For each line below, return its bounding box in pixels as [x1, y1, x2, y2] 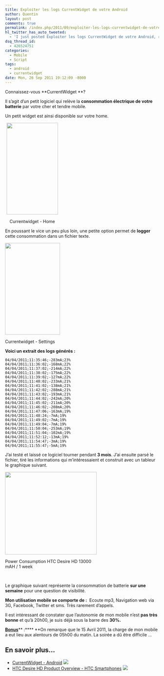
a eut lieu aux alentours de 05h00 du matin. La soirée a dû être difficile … [5, 631, 152, 637]
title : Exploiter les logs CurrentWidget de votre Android [5, 7, 128, 12]
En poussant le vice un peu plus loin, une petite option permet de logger [5, 228, 150, 234]
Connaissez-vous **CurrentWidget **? [5, 89, 86, 94]
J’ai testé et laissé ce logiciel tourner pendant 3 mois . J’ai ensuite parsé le [5, 451, 154, 457]
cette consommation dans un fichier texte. [5, 233, 90, 239]
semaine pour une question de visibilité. [5, 587, 86, 593]
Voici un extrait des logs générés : [5, 348, 76, 354]
